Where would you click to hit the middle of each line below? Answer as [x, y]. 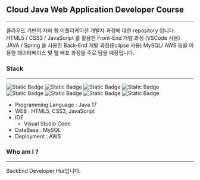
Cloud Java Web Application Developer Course [95, 10]
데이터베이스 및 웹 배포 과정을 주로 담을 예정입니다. [76, 52]
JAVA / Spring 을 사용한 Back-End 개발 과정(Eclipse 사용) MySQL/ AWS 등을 [97, 45]
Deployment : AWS [38, 137]
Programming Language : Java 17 [56, 105]
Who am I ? [22, 152]
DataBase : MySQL [38, 130]
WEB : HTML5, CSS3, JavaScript [55, 111]
